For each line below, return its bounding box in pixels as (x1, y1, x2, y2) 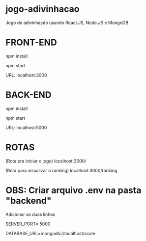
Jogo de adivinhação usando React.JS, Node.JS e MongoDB (5, 20, 129, 26)
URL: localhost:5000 (5, 124, 47, 131)
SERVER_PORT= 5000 (5, 221, 51, 227)
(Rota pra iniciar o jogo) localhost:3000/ (5, 158, 87, 164)
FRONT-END (5, 37, 57, 48)
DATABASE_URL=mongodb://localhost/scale (5, 230, 95, 236)
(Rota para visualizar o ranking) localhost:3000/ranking (5, 167, 117, 173)
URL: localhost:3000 (5, 72, 47, 78)
